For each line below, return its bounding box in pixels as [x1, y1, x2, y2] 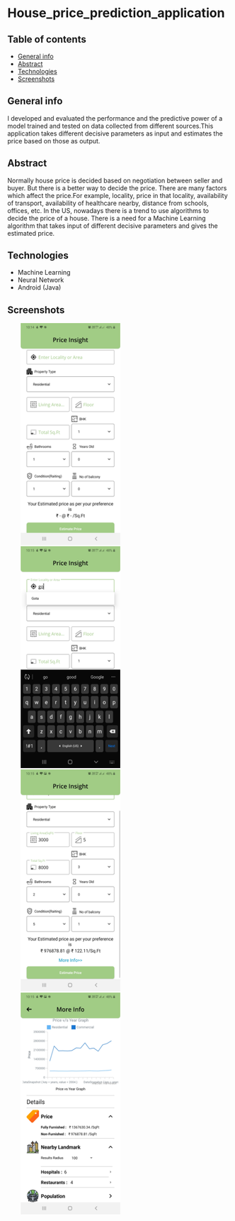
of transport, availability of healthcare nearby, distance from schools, [7, 199, 209, 207]
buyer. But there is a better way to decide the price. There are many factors [7, 183, 227, 192]
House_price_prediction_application [7, 5, 225, 21]
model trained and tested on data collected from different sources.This [7, 121, 214, 130]
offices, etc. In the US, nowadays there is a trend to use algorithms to [7, 206, 210, 214]
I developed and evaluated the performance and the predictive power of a [7, 114, 223, 122]
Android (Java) [17, 283, 62, 292]
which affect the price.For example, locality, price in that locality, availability [7, 191, 228, 199]
